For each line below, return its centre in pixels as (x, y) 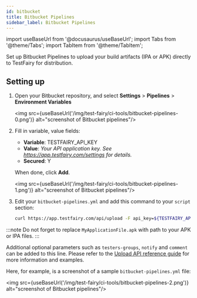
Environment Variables (43, 102)
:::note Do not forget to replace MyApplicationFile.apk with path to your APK (98, 230)
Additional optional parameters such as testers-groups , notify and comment (97, 247)
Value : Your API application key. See (68, 149)
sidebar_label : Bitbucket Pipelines (51, 22)
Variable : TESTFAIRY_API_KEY (60, 142)
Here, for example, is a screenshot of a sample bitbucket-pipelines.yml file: (98, 272)
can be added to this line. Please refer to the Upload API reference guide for (98, 254)
